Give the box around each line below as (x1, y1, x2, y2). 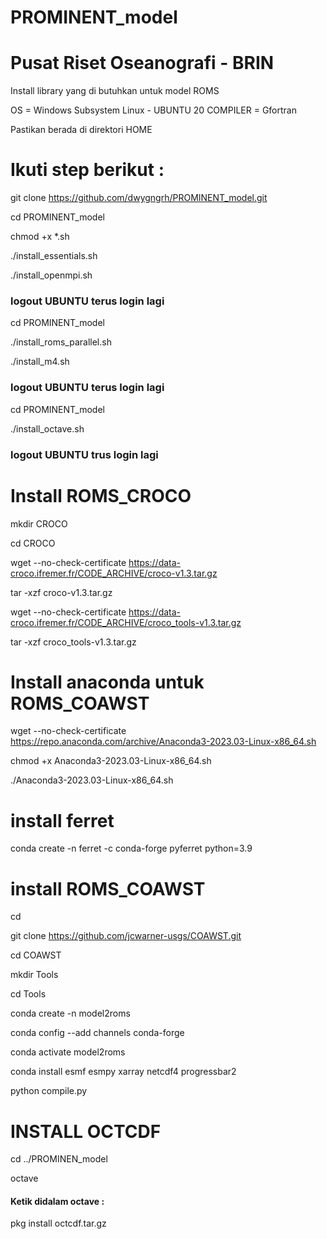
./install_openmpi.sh (10, 269, 93, 281)
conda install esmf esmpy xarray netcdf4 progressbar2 (10, 1066, 237, 1078)
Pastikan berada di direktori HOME (10, 124, 153, 136)
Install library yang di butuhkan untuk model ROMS (10, 85, 220, 97)
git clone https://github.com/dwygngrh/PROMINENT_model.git (10, 192, 268, 204)
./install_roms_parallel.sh (10, 336, 112, 348)
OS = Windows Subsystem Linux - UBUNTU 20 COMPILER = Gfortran (10, 104, 297, 116)
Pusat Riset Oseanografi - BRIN (10, 52, 275, 75)
